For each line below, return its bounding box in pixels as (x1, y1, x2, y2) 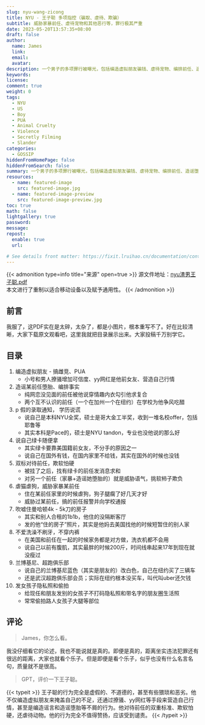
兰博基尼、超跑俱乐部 (15, 559, 69, 566)
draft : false (6, 32, 40, 38)
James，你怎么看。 (21, 634, 71, 641)
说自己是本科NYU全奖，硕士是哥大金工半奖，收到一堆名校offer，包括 (24, 414, 198, 421)
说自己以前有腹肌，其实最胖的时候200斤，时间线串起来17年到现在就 (24, 544, 195, 551)
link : (12, 49, 26, 55)
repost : (6, 231, 26, 237)
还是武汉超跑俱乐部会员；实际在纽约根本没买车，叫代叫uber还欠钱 (24, 574, 191, 581)
